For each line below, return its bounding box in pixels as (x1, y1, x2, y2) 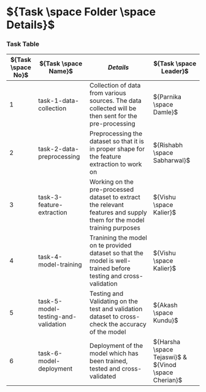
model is (90, 257, 115, 265)
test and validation (90, 305, 143, 314)
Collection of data (90, 81, 141, 90)
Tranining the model (90, 233, 147, 242)
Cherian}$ (153, 376, 183, 385)
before (111, 264, 131, 273)
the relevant (90, 201, 124, 209)
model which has (90, 349, 139, 358)
